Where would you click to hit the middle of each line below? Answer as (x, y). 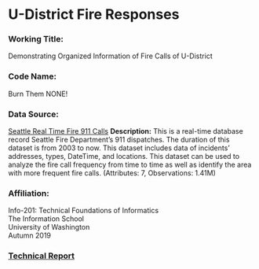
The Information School (46, 219)
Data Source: (33, 114)
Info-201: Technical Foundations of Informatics (84, 211)
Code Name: (33, 76)
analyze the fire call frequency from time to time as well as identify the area (130, 165)
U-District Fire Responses (94, 15)
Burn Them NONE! (38, 94)
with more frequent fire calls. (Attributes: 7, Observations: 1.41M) (112, 173)
